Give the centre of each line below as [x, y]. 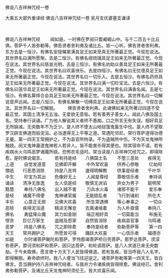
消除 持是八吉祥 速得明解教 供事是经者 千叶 [96, 170]
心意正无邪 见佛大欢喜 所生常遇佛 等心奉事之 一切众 [93, 202]
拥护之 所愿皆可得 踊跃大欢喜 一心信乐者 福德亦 [96, 233]
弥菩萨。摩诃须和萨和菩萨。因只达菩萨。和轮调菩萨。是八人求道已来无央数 [82, 245]
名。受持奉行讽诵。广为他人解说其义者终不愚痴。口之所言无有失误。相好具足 [84, 120]
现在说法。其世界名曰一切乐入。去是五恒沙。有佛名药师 [101, 77]
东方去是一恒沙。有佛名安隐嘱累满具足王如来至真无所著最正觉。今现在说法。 [84, 52]
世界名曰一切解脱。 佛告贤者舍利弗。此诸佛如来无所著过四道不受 [89, 108]
